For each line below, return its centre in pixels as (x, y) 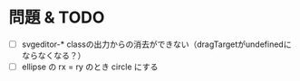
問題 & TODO (57, 18)
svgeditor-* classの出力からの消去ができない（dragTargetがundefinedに (156, 44)
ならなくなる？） (53, 55)
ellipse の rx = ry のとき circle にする (90, 67)
